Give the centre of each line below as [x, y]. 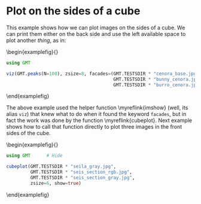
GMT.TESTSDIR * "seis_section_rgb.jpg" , [81, 172]
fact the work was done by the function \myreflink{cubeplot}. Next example [99, 120]
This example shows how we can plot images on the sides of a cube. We [96, 28]
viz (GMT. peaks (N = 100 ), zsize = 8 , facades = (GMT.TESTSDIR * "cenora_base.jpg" [103, 74]
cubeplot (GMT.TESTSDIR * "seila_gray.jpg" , [61, 167]
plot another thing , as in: [36, 40]
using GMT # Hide [34, 156]
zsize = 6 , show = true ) [56, 183]
